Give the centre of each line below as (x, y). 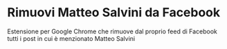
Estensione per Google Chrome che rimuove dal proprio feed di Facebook (112, 31)
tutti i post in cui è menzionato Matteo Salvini (71, 38)
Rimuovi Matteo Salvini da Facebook (114, 13)
